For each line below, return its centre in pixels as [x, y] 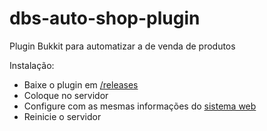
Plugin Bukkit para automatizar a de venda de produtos [122, 46]
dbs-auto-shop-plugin [105, 18]
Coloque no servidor [66, 95]
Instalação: [32, 65]
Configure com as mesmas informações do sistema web [140, 106]
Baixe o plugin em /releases [81, 84]
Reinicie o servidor [62, 116]
